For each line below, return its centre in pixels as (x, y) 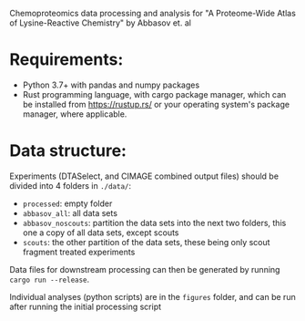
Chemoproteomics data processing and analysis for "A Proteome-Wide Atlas (152, 13)
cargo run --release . (50, 279)
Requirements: (66, 60)
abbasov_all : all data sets (70, 212)
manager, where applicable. (75, 114)
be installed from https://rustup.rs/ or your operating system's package (156, 104)
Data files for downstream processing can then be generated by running (145, 269)
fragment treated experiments (79, 252)
